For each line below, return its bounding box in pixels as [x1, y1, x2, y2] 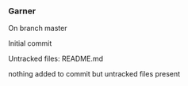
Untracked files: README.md [8, 54, 104, 64]
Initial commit [8, 39, 52, 48]
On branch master [8, 24, 67, 33]
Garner [8, 6, 36, 17]
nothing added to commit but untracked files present [8, 69, 181, 79]
